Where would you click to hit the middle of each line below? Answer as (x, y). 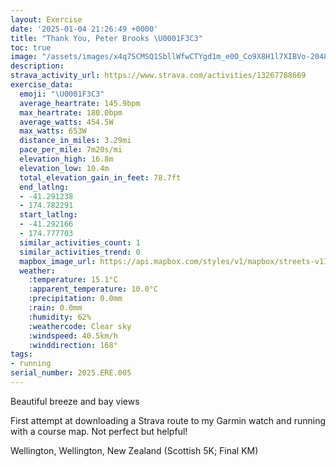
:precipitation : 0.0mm (75, 299)
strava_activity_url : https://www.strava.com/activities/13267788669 (158, 76)
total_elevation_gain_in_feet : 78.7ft (100, 177)
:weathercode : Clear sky (80, 326)
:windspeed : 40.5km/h (73, 336)
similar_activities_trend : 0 (80, 252)
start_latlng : (48, 215)
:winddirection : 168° (73, 345)
